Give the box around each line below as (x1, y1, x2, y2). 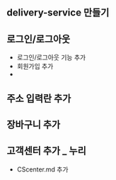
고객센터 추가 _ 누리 (6, 145, 86, 157)
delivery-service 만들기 (6, 6, 110, 19)
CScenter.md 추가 (16, 165, 69, 174)
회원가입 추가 (16, 62, 54, 71)
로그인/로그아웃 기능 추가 (16, 53, 86, 62)
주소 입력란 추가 (6, 92, 71, 104)
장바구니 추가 (6, 118, 61, 130)
